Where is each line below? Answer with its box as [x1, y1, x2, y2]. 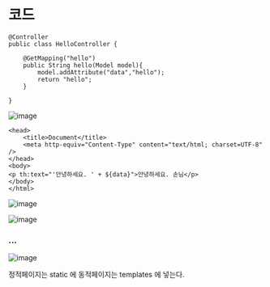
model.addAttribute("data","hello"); [37, 68, 165, 76]
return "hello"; [37, 75, 92, 83]
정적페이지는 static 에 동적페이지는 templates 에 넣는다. [8, 270, 185, 280]
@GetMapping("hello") [23, 54, 96, 62]
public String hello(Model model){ [23, 61, 144, 70]
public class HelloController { [8, 40, 118, 48]
